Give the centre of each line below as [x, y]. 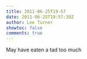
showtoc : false [24, 28]
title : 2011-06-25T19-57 [36, 11]
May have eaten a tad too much [44, 50]
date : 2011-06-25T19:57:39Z [40, 17]
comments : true [24, 33]
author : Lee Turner [30, 22]
